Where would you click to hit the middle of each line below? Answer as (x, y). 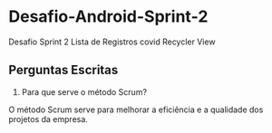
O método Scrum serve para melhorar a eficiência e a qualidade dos (136, 109)
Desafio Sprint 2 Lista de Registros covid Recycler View (112, 42)
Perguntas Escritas (63, 70)
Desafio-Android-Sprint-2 (108, 17)
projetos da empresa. (48, 119)
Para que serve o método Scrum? (84, 91)
